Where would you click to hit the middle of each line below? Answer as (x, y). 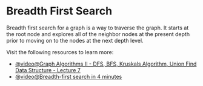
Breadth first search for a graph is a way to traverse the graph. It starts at (98, 28)
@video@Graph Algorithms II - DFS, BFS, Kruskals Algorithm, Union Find (106, 64)
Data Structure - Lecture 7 (48, 70)
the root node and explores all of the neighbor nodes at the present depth (98, 34)
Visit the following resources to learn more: (60, 52)
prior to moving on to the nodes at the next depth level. (75, 40)
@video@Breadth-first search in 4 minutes (68, 76)
